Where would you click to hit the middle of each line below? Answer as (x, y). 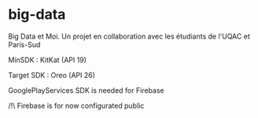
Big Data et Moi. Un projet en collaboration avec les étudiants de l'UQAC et (129, 36)
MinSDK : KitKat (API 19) (47, 60)
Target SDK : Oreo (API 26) (52, 75)
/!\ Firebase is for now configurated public (76, 105)
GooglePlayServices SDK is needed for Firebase (86, 90)
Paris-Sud (24, 44)
